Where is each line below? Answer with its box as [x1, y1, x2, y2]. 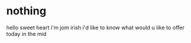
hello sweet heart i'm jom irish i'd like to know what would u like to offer [6, 24, 185, 31]
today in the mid [6, 30, 47, 37]
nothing [6, 4, 47, 18]
